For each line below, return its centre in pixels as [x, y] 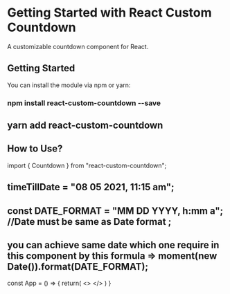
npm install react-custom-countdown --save [84, 103]
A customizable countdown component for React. [78, 46]
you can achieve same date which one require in [113, 245]
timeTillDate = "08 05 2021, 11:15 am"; [91, 187]
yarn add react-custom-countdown [85, 126]
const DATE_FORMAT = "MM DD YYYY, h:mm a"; [115, 211]
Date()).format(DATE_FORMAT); [78, 267]
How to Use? [35, 149]
